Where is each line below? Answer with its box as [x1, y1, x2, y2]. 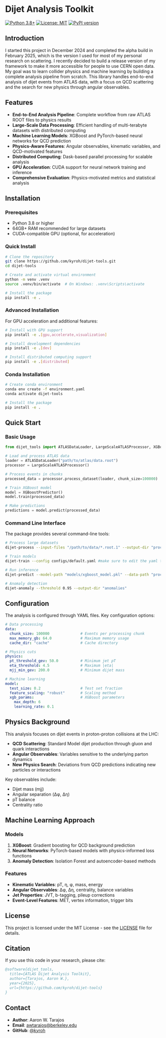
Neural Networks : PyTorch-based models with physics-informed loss [12, 847, 155, 854]
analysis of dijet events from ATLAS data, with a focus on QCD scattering [5, 79, 154, 85]
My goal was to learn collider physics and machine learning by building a [5, 68, 154, 74]
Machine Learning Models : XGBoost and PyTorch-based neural [12, 133, 143, 138]
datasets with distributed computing [12, 127, 86, 133]
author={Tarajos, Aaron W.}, [9, 976, 70, 981]
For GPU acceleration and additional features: [5, 318, 98, 324]
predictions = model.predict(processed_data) [5, 508, 100, 513]
